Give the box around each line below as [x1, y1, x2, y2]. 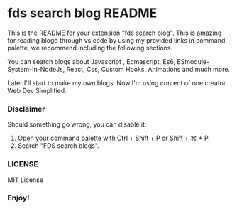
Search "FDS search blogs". [17, 141, 99, 150]
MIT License [7, 176, 44, 184]
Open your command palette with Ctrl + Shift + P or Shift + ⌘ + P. [17, 134, 211, 143]
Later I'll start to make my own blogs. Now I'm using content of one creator [7, 78, 226, 87]
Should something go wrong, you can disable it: [7, 120, 147, 129]
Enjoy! [7, 193, 30, 203]
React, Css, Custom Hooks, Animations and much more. [66, 65, 231, 73]
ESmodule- [177, 57, 210, 65]
